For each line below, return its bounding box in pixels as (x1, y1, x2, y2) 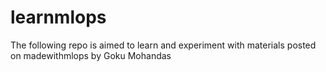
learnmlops (10, 6, 107, 29)
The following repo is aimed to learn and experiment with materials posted (10, 39, 317, 51)
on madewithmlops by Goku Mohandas (10, 49, 172, 61)
